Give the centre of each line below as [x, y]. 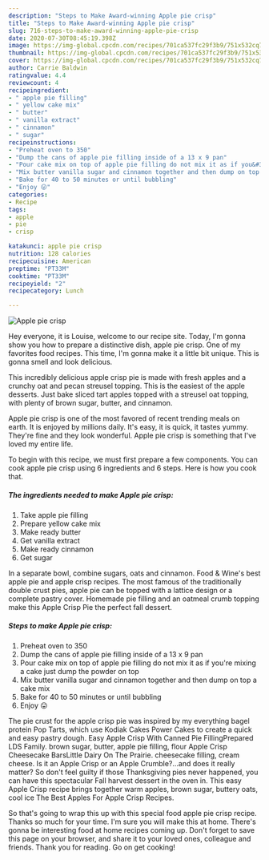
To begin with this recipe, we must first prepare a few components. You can [133, 460]
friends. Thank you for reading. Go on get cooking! [92, 847]
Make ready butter [50, 532]
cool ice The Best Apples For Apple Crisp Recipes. [91, 797]
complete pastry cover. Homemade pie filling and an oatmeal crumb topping [134, 599]
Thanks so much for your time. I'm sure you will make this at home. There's [132, 822]
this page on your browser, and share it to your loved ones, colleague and [130, 839]
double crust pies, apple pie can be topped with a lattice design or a [120, 591]
